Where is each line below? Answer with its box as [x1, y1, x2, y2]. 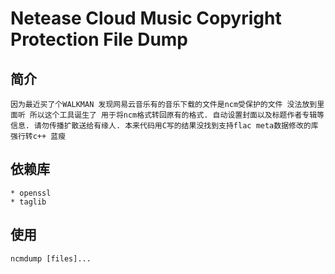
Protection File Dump [10, 28, 189, 51]
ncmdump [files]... [10, 253, 92, 264]
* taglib [10, 197, 47, 207]
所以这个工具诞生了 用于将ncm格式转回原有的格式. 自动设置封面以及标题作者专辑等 [29, 110, 325, 120]
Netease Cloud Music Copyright [10, 7, 282, 30]
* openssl [10, 188, 52, 198]
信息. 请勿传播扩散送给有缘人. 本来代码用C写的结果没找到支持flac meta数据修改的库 [10, 121, 319, 131]
